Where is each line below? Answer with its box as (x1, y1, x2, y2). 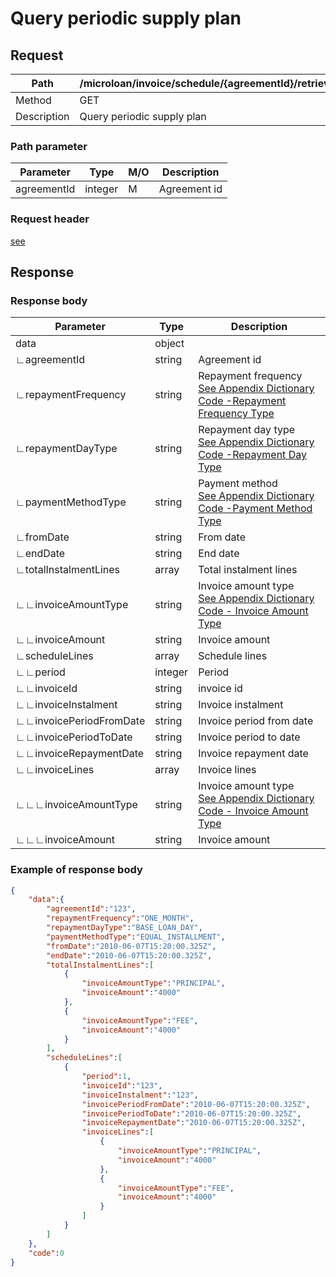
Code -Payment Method (198, 502, 313, 516)
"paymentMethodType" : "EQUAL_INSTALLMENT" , (46, 932, 226, 942)
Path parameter (10, 139, 88, 153)
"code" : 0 (28, 1248, 65, 1258)
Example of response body (10, 863, 143, 877)
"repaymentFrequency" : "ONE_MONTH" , (46, 913, 195, 924)
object (154, 337, 185, 351)
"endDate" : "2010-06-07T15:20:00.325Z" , (46, 950, 213, 961)
